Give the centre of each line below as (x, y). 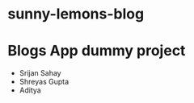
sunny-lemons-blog (76, 14)
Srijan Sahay (40, 73)
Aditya (30, 90)
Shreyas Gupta (44, 82)
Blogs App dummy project (97, 51)
